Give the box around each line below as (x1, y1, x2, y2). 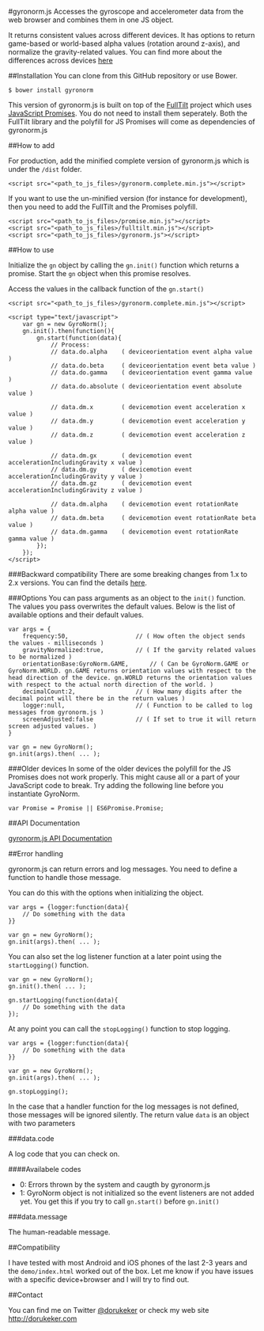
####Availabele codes (8, 1165, 81, 1174)
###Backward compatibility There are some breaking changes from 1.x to (8, 570, 247, 578)
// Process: (50, 341, 90, 349)
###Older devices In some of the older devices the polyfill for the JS (8, 764, 232, 773)
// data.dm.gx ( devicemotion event (50, 452, 193, 460)
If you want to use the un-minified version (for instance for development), (8, 194, 247, 203)
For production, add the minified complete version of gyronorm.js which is (8, 156, 250, 165)
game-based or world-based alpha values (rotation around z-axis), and (8, 39, 240, 48)
